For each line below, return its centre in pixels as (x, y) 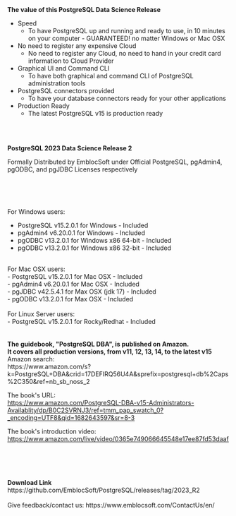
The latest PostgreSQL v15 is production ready (95, 113)
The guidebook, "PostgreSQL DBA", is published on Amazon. (98, 344)
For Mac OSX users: (36, 269)
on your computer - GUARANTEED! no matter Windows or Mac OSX (126, 38)
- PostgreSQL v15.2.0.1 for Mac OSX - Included (75, 276)
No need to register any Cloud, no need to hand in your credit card (125, 53)
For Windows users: (36, 212)
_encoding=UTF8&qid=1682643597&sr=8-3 (71, 418)
